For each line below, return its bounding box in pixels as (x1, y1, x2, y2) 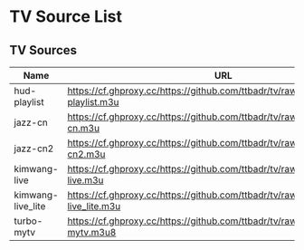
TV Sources (9, 43, 78, 58)
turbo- (14, 215, 43, 227)
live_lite (14, 200, 46, 212)
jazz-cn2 (14, 142, 54, 155)
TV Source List (9, 6, 123, 27)
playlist (14, 96, 44, 108)
